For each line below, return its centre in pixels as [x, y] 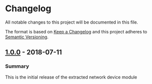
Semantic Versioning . [27, 37]
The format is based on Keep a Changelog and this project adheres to [76, 31]
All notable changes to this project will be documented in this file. [72, 22]
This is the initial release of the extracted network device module [71, 77]
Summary [17, 66]
